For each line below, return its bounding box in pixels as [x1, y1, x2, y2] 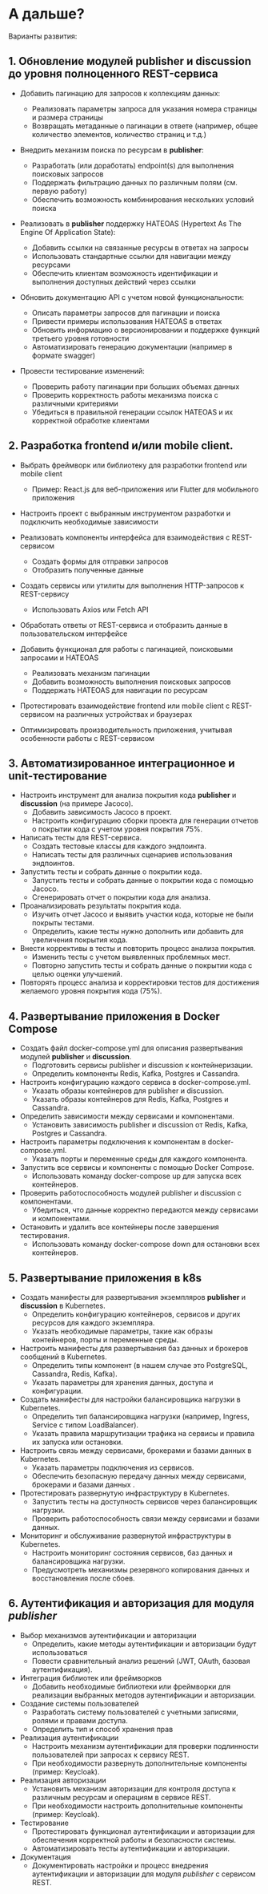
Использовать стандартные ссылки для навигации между [31, 251, 231, 261]
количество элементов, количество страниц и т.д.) [31, 129, 206, 139]
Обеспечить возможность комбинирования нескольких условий [31, 194, 254, 204]
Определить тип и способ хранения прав [31, 1724, 174, 1734]
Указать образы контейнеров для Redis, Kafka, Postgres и [31, 1095, 229, 1104]
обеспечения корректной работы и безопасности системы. [31, 1835, 237, 1844]
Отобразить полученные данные [31, 565, 144, 574]
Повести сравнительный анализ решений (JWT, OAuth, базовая [31, 1656, 250, 1665]
